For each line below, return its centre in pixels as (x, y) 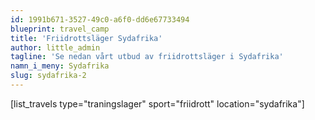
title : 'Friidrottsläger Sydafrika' (86, 38)
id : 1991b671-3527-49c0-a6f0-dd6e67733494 (100, 19)
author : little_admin (55, 47)
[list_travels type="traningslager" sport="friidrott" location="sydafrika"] (157, 103)
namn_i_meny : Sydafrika (60, 66)
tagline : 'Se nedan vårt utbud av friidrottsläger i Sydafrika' (147, 57)
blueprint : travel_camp (60, 29)
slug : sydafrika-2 (48, 76)
